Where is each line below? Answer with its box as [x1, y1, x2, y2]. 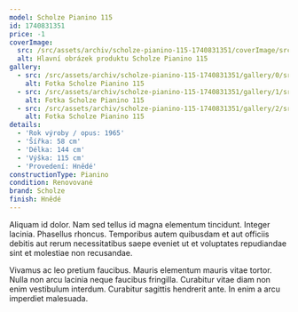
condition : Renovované [9, 179, 93, 188]
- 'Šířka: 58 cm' [17, 137, 82, 146]
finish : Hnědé [9, 195, 62, 204]
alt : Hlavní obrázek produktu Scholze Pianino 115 [17, 54, 208, 63]
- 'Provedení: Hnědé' [17, 162, 98, 171]
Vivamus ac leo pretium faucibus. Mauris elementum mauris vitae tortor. [9, 264, 272, 276]
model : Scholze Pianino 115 [9, 12, 114, 22]
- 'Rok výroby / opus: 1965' [17, 129, 125, 138]
